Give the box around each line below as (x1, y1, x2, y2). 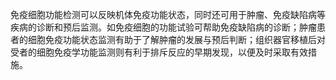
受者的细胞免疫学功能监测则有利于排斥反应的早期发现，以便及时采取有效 (10, 46, 308, 58)
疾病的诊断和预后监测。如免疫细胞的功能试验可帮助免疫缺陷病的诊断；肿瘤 (10, 21, 317, 33)
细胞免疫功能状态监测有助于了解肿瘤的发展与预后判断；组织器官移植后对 (27, 34, 326, 45)
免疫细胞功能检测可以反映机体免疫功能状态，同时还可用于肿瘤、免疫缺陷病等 (10, 9, 326, 20)
